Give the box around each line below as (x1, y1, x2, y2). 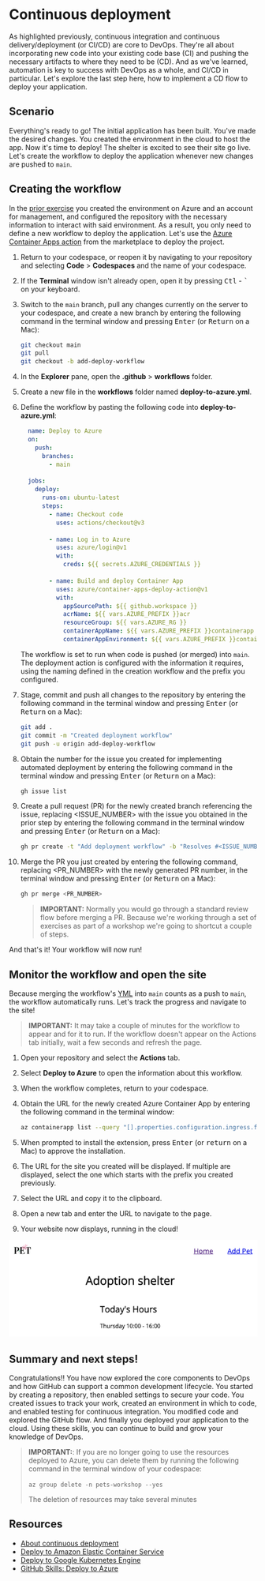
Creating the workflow (9, 182, 121, 196)
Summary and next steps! (9, 1352, 139, 1365)
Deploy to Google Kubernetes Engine (20, 1555, 141, 1564)
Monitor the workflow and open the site (9, 967, 207, 981)
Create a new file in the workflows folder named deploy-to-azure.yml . (20, 387, 252, 396)
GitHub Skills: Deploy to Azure (20, 1564, 119, 1573)
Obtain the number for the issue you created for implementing (20, 754, 222, 764)
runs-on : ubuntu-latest (41, 494, 121, 502)
